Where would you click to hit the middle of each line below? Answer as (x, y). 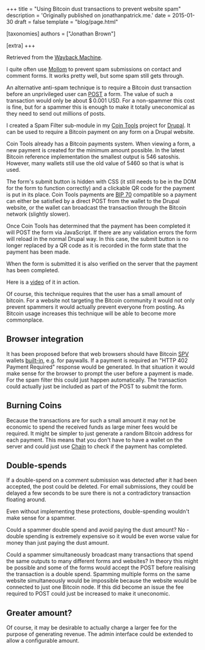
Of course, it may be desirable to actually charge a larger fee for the (92, 628)
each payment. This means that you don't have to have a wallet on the (95, 440)
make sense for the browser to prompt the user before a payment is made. (100, 373)
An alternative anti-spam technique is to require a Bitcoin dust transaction (99, 87)
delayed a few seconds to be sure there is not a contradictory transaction (99, 493)
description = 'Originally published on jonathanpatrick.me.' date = (89, 15)
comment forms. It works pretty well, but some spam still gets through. (95, 76)
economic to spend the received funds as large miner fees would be (92, 427)
